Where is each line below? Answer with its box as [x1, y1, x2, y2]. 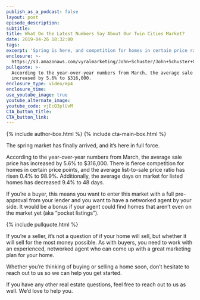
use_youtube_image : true [6, 92, 68, 98]
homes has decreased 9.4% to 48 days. [6, 179, 104, 186]
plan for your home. [6, 252, 55, 259]
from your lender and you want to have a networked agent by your [29, 197, 192, 204]
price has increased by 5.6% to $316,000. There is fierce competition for [6, 160, 185, 167]
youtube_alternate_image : [6, 97, 70, 103]
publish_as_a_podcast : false [6, 8, 79, 15]
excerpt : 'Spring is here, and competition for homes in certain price [6, 48, 187, 54]
